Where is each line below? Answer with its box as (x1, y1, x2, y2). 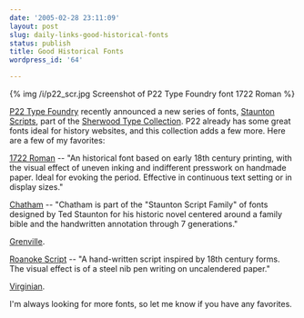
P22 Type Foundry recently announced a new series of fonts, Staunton (9, 106, 275, 116)
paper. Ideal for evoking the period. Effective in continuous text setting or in (9, 172, 293, 183)
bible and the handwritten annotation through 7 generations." (9, 219, 238, 229)
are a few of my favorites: (9, 135, 106, 145)
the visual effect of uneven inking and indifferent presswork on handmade (9, 163, 287, 173)
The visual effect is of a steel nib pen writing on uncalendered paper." (9, 263, 270, 273)
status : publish (9, 38, 71, 48)
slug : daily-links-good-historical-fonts (9, 30, 169, 39)
